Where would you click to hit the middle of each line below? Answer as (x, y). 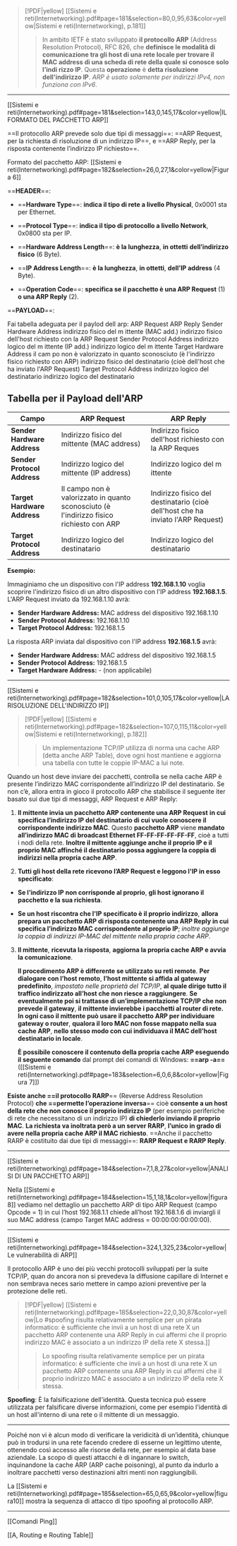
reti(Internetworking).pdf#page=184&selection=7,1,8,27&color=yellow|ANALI (118, 1168)
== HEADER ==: (29, 191)
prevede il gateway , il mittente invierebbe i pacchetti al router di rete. (120, 1008)
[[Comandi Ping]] (32, 1521)
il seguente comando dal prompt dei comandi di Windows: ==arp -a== (121, 1059)
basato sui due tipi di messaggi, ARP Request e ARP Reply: (92, 799)
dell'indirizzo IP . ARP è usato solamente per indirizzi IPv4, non (134, 77)
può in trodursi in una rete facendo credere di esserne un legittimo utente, (115, 1442)
